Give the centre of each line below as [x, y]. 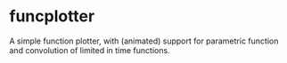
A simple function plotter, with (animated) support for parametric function [144, 41]
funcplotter [52, 16]
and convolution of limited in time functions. [90, 50]
